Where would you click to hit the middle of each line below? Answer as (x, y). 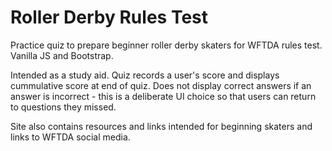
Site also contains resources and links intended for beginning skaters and (161, 126)
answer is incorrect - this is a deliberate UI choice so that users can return (163, 96)
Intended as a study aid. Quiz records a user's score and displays (145, 75)
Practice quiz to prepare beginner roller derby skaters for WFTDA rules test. (166, 45)
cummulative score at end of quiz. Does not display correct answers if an (161, 85)
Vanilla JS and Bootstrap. (62, 55)
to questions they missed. (63, 107)
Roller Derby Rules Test (109, 17)
